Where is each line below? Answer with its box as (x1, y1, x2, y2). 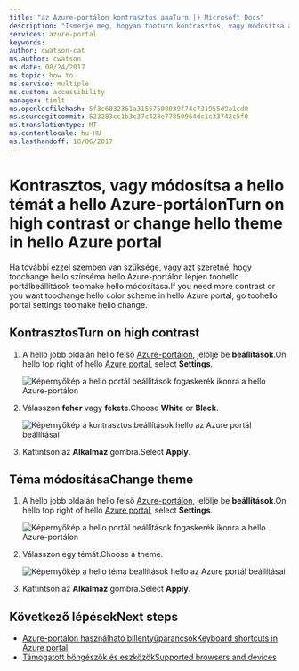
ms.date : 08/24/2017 (9, 63, 86, 72)
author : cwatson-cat (9, 46, 86, 55)
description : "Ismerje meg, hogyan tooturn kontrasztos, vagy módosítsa (9, 21, 285, 30)
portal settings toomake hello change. (9, 299, 149, 310)
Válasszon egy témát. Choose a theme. (21, 549, 164, 560)
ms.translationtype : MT (9, 121, 98, 130)
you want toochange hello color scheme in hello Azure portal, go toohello (9, 290, 278, 301)
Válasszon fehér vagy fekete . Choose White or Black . (21, 402, 219, 413)
